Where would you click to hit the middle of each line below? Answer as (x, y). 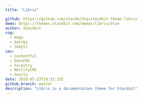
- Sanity (19, 75)
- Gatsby (19, 42)
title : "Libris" (22, 10)
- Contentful (23, 56)
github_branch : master (29, 84)
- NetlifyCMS (23, 70)
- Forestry (21, 65)
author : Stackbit (23, 28)
